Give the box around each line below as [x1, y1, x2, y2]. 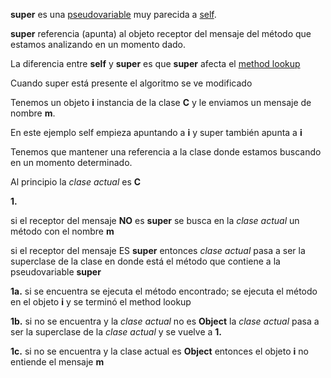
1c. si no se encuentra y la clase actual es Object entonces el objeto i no [10, 345, 309, 357]
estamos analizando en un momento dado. [10, 39, 187, 50]
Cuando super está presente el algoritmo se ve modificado [10, 77, 253, 89]
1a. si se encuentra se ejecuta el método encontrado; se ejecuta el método [10, 285, 318, 297]
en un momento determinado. [10, 157, 133, 168]
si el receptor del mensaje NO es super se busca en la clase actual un [10, 215, 300, 226]
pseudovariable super [10, 266, 102, 278]
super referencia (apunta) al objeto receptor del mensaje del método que [10, 28, 312, 39]
